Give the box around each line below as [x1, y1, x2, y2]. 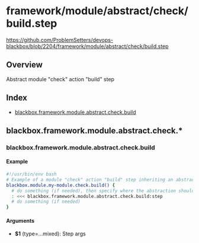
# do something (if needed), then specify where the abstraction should [11, 188, 195, 194]
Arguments [6, 217, 35, 224]
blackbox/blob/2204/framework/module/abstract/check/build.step [6, 43, 169, 50]
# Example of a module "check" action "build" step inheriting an [6, 177, 174, 183]
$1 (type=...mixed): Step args [14, 230, 86, 238]
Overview [6, 60, 43, 70]
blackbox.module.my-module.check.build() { [6, 182, 115, 188]
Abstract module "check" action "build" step [6, 75, 114, 82]
